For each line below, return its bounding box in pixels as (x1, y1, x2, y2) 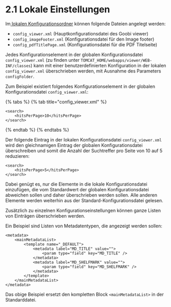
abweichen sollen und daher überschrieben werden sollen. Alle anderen (5, 192, 158, 198)
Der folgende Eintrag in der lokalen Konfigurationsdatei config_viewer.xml (5, 136, 162, 142)
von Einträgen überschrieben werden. (5, 212, 86, 219)
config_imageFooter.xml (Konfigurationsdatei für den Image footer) (12, 36, 155, 42)
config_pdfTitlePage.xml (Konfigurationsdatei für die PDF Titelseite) (12, 41, 158, 47)
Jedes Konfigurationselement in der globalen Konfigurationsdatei (5, 51, 143, 58)
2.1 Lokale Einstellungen (5, 4, 110, 15)
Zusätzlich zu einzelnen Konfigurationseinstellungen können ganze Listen (5, 207, 161, 213)
